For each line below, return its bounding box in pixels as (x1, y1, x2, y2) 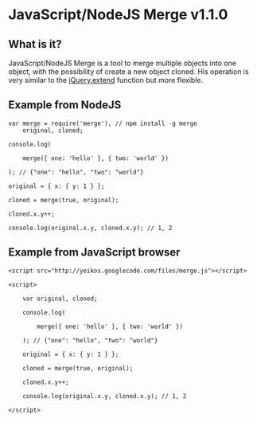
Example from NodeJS (8, 98, 122, 112)
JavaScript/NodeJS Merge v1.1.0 (8, 6, 228, 24)
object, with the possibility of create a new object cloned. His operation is (8, 67, 249, 76)
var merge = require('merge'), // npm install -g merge (8, 119, 197, 127)
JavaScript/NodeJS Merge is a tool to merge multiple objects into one (8, 58, 237, 68)
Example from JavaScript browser (8, 245, 181, 260)
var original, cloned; (22, 295, 98, 303)
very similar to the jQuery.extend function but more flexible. (8, 76, 204, 84)
